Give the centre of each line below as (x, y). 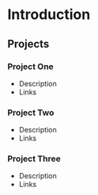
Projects (28, 44)
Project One (31, 67)
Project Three (34, 159)
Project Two (31, 113)
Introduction (49, 15)
